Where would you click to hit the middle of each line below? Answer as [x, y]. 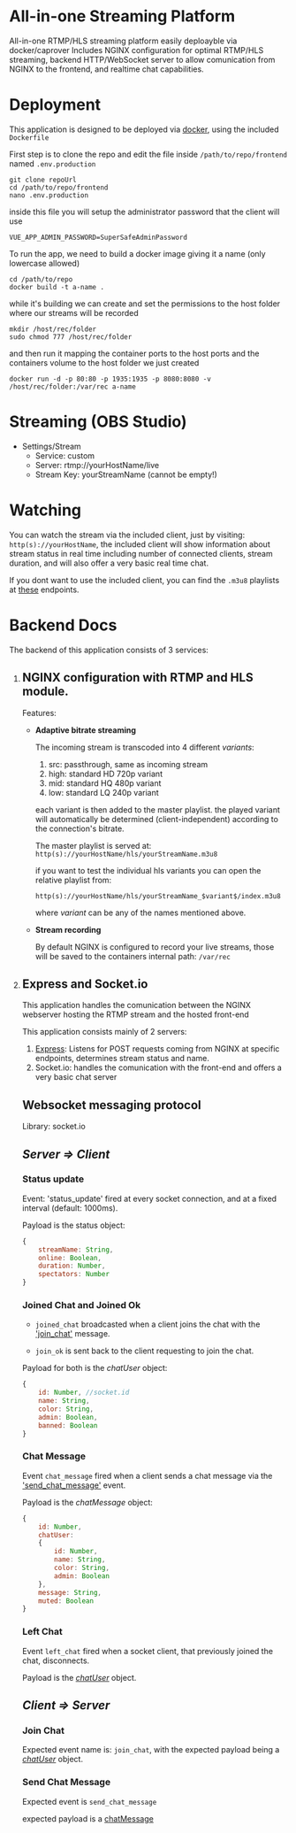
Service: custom [65, 455]
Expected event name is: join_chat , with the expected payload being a [151, 1750]
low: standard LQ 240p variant [103, 792]
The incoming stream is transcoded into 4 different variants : [144, 747]
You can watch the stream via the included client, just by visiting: [127, 535]
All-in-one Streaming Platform [122, 16]
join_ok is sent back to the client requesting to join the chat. [144, 1351]
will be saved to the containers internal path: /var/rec [133, 956]
